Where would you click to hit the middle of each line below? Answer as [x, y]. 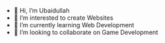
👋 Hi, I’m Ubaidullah [42, 11]
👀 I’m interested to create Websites [64, 18]
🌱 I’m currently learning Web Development [74, 25]
